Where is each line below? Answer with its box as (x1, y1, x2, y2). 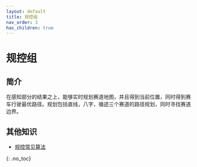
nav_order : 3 (6, 19, 38, 25)
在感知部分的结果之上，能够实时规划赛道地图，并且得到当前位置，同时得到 (6, 93, 186, 100)
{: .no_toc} (6, 155, 31, 162)
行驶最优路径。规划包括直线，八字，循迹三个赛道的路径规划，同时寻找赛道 (11, 100, 191, 108)
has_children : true (6, 25, 54, 31)
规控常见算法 (14, 144, 46, 151)
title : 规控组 (6, 14, 38, 20)
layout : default (6, 8, 46, 15)
